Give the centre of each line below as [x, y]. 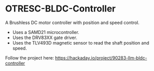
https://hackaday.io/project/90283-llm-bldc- [101, 57]
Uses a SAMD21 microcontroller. [46, 32]
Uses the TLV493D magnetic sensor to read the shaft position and [81, 42]
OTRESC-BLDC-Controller [61, 9]
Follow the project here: [30, 57]
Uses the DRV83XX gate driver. [45, 37]
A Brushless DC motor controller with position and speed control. [72, 22]
